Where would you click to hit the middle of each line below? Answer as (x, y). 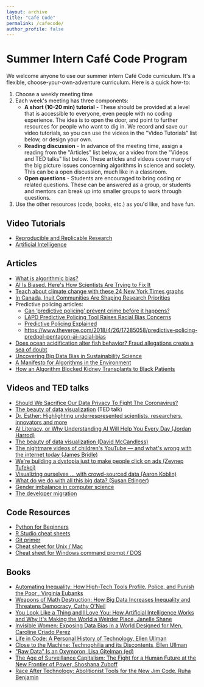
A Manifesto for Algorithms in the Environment (73, 362)
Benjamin (27, 677)
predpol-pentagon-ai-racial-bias (65, 336)
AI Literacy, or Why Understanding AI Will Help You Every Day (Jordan (103, 428)
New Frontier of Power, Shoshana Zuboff (66, 664)
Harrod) (25, 435)
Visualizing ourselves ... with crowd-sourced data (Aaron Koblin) (96, 474)
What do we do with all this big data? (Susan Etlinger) (82, 480)
